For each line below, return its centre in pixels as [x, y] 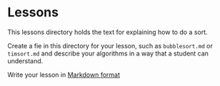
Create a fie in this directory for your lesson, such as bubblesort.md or [110, 45]
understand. [25, 60]
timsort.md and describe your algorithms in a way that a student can [108, 53]
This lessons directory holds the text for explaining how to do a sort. [108, 32]
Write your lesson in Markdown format [64, 75]
